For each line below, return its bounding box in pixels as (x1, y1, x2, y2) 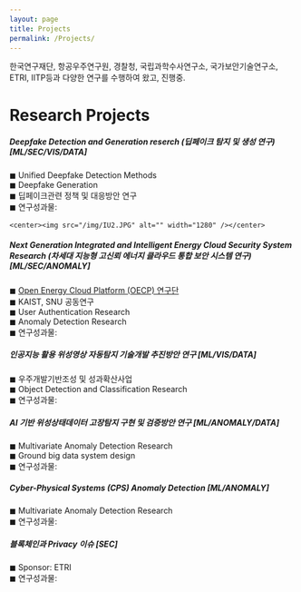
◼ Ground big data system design (9, 450, 136, 461)
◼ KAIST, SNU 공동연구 (9, 296, 95, 307)
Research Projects (9, 104, 150, 125)
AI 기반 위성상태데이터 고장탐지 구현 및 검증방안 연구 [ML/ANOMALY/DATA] (9, 418, 279, 429)
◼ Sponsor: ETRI (9, 562, 73, 573)
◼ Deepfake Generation (9, 179, 98, 190)
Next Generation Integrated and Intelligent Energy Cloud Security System (9, 240, 293, 251)
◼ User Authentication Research (9, 306, 131, 317)
